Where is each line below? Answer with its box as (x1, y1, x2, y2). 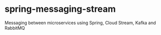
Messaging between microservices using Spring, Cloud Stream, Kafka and (4, 20, 156, 26)
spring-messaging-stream (4, 3, 116, 15)
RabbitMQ (4, 25, 25, 31)
